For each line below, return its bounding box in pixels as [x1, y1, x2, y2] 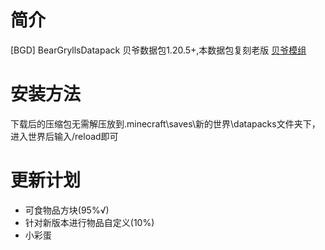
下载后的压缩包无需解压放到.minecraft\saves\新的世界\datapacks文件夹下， [10, 117, 321, 130]
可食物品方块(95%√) [24, 204, 110, 216]
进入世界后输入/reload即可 [10, 130, 119, 142]
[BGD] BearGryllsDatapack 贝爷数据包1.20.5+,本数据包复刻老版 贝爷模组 [10, 44, 307, 56]
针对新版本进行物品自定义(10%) [24, 216, 155, 228]
